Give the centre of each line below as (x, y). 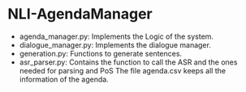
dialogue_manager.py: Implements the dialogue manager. (115, 44)
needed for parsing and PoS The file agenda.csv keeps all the (123, 70)
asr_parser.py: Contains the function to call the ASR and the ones (128, 62)
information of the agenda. (64, 79)
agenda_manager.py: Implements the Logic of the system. (117, 36)
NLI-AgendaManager (80, 14)
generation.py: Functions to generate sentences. (101, 53)
